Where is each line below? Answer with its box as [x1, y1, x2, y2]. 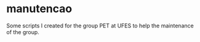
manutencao [6, 2, 72, 16]
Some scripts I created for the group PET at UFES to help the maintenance [6, 22, 194, 29]
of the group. [6, 28, 40, 35]
